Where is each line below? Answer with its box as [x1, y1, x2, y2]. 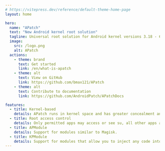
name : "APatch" [9, 25, 41, 30]
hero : [5, 21, 16, 25]
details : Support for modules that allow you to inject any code [14, 139, 151, 144]
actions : [9, 52, 27, 57]
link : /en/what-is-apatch [18, 66, 71, 71]
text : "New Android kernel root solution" [9, 30, 98, 35]
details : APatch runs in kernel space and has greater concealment [14, 111, 155, 117]
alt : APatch [14, 48, 38, 53]
